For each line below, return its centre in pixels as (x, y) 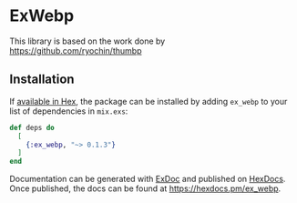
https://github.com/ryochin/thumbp (76, 50)
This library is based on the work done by (87, 41)
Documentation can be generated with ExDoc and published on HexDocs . (148, 179)
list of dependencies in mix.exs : (69, 111)
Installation (42, 80)
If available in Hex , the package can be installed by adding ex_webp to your (148, 101)
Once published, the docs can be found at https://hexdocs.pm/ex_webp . (145, 188)
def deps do (32, 127)
